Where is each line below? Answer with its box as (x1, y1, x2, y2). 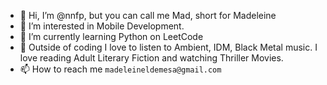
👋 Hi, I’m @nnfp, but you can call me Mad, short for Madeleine (19, 10, 277, 21)
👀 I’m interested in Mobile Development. (19, 20, 185, 32)
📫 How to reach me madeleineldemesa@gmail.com (19, 63, 222, 75)
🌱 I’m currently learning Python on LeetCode (19, 31, 204, 42)
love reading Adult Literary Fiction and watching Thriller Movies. (19, 52, 284, 64)
